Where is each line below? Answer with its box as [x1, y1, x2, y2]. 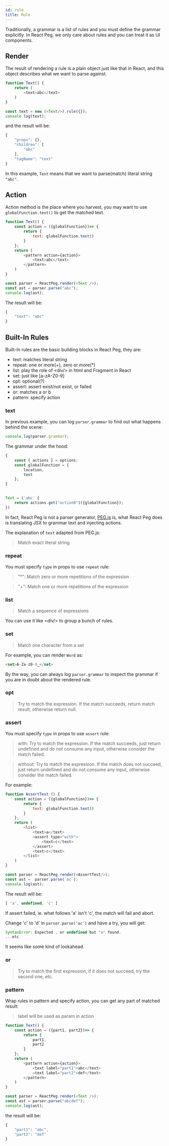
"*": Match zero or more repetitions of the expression [17, 574, 129, 580]
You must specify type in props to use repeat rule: [5, 564, 110, 570]
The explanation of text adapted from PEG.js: [5, 529, 100, 536]
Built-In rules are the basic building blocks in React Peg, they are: [5, 346, 142, 353]
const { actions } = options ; [14, 458, 79, 463]
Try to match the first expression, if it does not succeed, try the [17, 968, 150, 974]
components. [5, 37, 33, 43]
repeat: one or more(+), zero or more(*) [12, 362, 95, 368]
